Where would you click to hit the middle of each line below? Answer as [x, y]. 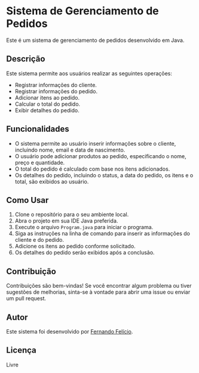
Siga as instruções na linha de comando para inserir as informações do [102, 233]
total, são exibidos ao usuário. [52, 181]
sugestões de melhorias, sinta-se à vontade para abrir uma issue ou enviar [98, 292]
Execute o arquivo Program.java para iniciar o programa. [84, 227]
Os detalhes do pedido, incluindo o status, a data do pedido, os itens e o [104, 175]
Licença [22, 350]
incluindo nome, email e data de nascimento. [70, 150]
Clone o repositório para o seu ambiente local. [72, 215]
